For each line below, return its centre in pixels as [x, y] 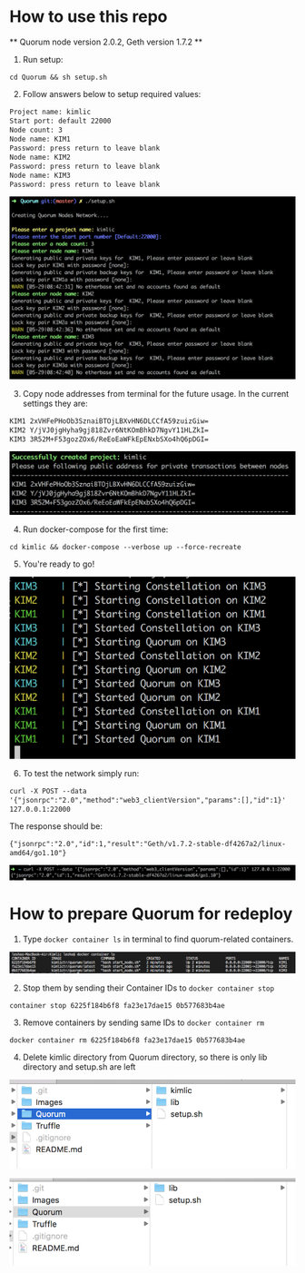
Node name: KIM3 [40, 175]
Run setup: [43, 59]
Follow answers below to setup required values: [112, 94]
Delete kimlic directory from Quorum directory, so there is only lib [145, 1057]
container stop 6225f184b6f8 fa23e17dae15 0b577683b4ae [117, 1005]
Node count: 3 [36, 130]
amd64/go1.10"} [38, 853]
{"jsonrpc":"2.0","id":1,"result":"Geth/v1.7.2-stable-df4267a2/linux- [148, 844]
